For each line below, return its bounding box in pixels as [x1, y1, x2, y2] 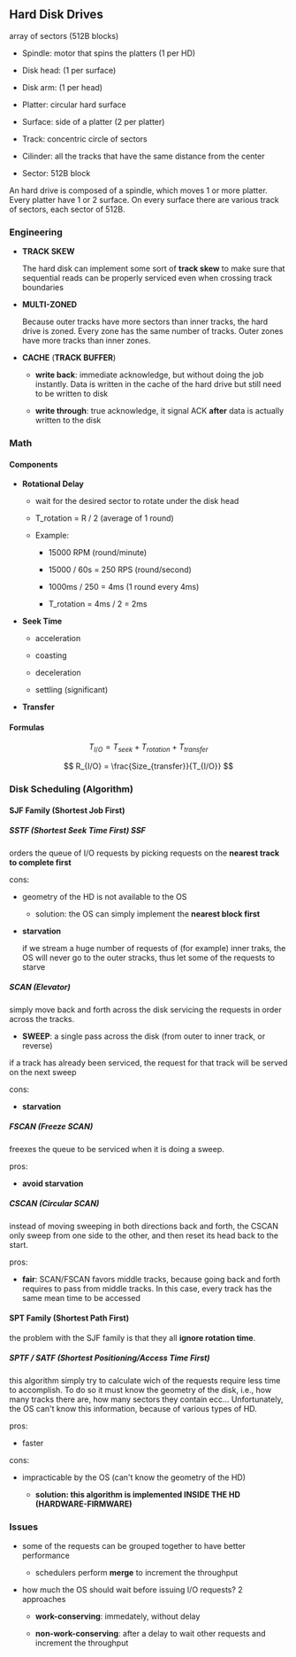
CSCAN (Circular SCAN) [9, 1198, 100, 1209]
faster [21, 1437, 44, 1448]
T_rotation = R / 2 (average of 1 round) [34, 513, 174, 523]
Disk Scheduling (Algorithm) [9, 783, 134, 795]
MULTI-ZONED [21, 299, 78, 310]
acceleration [34, 633, 81, 644]
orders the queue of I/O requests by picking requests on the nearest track [9, 848, 280, 858]
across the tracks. [9, 1013, 75, 1024]
